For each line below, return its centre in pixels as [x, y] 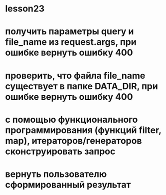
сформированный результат [68, 185]
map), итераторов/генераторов [74, 141]
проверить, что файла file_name [75, 76]
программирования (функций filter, [83, 130]
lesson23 [25, 9]
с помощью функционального [72, 119]
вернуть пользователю [56, 174]
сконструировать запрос [60, 151]
